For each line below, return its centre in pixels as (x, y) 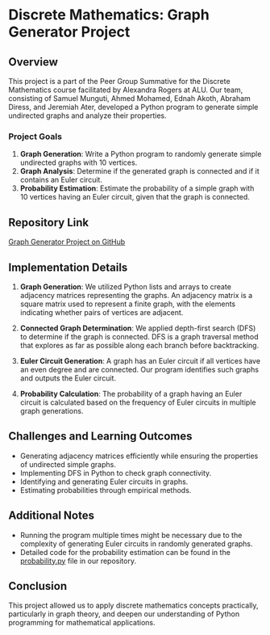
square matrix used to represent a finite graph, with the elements (128, 304)
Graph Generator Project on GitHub (67, 242)
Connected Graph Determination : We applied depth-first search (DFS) (138, 328)
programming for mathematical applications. (82, 623)
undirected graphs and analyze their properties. (87, 116)
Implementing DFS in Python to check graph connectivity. (116, 473)
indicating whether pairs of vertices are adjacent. (102, 312)
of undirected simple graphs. (68, 464)
